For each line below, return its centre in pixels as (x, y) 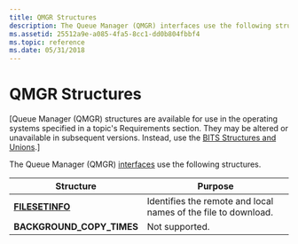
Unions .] (25, 147)
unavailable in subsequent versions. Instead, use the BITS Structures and (143, 138)
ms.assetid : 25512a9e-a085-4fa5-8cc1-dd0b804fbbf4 (105, 34)
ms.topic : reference (47, 42)
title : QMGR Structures (53, 17)
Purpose (216, 186)
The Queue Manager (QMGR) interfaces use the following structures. (135, 164)
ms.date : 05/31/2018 (47, 51)
